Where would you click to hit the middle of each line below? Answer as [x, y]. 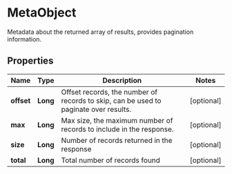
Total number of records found [111, 160]
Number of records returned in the [117, 140]
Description [122, 80]
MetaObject [42, 13]
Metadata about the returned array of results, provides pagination [100, 32]
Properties [30, 61]
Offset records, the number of [109, 92]
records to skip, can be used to [111, 100]
